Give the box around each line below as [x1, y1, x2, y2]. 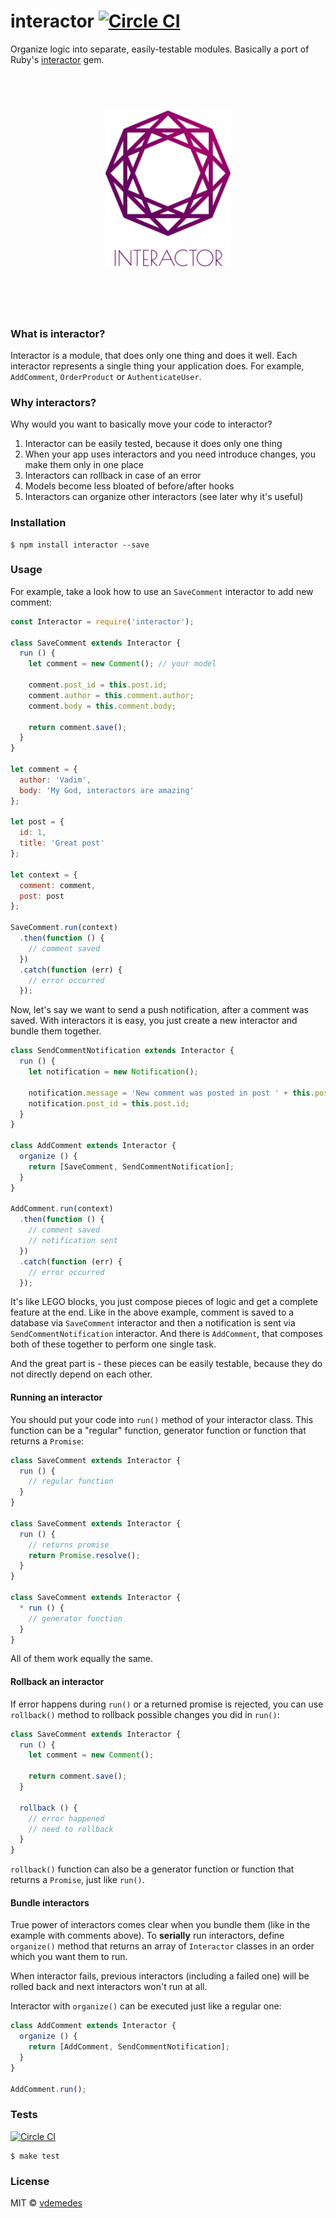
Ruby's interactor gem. [10, 53, 105, 65]
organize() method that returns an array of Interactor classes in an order [10, 1940, 315, 1952]
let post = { [10, 817, 65, 827]
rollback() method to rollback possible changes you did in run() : [10, 1708, 280, 1720]
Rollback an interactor [10, 1676, 105, 1688]
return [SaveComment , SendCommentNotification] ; [28, 1161, 235, 1172]
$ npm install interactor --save [10, 540, 150, 550]
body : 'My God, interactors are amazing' [19, 785, 195, 795]
